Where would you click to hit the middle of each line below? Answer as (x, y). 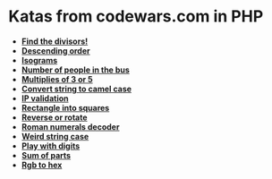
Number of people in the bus (76, 70)
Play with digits (51, 146)
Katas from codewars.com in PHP (136, 17)
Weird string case (55, 136)
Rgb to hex (42, 165)
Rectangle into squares (65, 107)
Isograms (39, 60)
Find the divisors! (55, 41)
